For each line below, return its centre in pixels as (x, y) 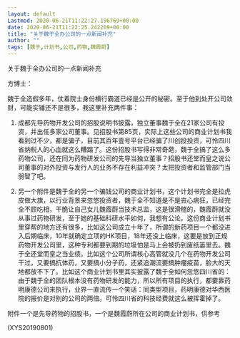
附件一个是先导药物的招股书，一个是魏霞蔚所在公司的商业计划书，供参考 (114, 313)
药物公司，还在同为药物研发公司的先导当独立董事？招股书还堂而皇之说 (121, 158)
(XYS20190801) (30, 328)
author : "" (24, 41)
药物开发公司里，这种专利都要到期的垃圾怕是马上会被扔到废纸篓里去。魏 (124, 245)
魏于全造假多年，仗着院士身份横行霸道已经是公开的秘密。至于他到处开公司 (117, 98)
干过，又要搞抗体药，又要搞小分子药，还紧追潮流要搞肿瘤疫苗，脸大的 (121, 262)
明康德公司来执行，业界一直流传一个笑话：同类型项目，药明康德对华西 (121, 289)
